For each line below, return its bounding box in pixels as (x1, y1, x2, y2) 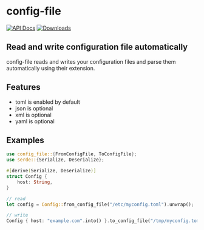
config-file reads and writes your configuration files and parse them (6, 58, 176, 65)
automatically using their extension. (6, 64, 95, 72)
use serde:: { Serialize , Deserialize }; (6, 157, 104, 163)
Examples (6, 135, 44, 145)
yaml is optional (15, 117, 55, 125)
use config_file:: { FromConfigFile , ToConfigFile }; (6, 151, 137, 157)
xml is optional (15, 111, 52, 118)
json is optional (15, 104, 53, 112)
